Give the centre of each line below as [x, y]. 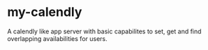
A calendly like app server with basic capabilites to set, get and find [104, 31]
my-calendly [45, 12]
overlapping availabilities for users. [58, 38]
